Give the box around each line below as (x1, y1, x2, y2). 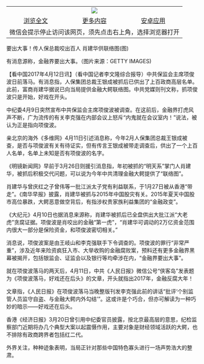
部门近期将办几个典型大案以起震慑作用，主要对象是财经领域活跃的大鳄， (11, 323, 192, 331)
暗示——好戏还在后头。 (16, 303, 76, 310)
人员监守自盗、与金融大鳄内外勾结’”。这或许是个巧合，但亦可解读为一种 (11, 295, 191, 303)
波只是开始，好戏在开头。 (6, 94, 70, 100)
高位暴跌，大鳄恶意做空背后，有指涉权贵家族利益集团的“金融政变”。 (11, 198, 182, 205)
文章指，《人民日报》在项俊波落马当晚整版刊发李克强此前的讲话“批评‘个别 (6, 288, 188, 295)
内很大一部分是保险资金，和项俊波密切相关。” (6, 226, 118, 233)
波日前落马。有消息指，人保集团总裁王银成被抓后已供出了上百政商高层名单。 (6, 78, 198, 85)
